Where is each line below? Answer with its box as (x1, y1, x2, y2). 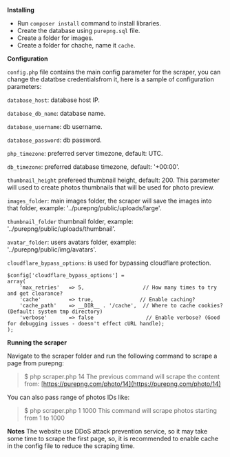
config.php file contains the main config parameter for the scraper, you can (7, 68, 221, 76)
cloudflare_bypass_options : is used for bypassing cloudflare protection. (7, 258, 211, 267)
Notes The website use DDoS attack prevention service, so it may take (7, 427, 208, 435)
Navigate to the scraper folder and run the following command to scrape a (7, 352, 218, 360)
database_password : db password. (7, 136, 102, 144)
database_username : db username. (7, 123, 103, 130)
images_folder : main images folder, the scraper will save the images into (7, 196, 212, 205)
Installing (7, 6, 34, 14)
